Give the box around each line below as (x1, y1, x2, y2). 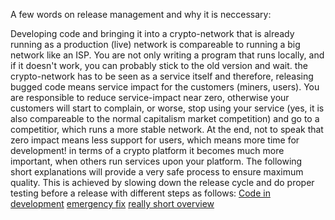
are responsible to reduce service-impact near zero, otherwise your (10, 92, 290, 103)
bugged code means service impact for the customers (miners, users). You (10, 81, 320, 93)
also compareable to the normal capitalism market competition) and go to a (10, 113, 320, 124)
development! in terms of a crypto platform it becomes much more (10, 145, 285, 156)
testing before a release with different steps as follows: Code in (10, 187, 271, 199)
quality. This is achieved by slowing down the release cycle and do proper (10, 177, 315, 188)
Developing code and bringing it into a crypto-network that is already (10, 28, 295, 39)
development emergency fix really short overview (10, 198, 215, 209)
